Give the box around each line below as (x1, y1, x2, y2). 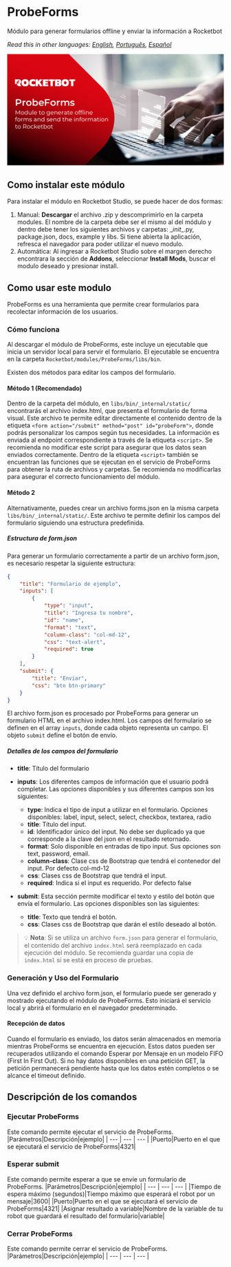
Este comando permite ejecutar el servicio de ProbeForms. (7, 1128, 174, 1136)
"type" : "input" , (43, 602, 94, 609)
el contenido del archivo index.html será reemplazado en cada (23, 942, 202, 950)
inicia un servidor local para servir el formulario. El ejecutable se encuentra (7, 347, 220, 356)
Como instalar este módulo (7, 179, 125, 190)
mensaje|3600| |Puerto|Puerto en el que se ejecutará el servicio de (7, 1197, 198, 1205)
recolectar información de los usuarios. (7, 307, 118, 316)
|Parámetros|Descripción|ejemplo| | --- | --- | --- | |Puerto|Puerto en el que (7, 1135, 221, 1143)
